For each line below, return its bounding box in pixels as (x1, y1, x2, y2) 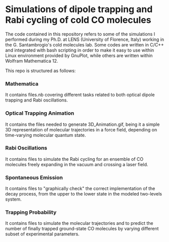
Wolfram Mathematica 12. (5, 58, 59, 64)
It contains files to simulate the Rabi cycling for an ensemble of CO (5, 156, 144, 162)
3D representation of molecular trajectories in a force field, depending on (5, 126, 157, 132)
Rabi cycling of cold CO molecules (5, 14, 151, 26)
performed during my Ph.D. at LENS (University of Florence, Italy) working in (5, 36, 164, 42)
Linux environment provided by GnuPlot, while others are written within (5, 52, 153, 59)
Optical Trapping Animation (5, 110, 75, 117)
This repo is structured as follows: (5, 67, 76, 74)
